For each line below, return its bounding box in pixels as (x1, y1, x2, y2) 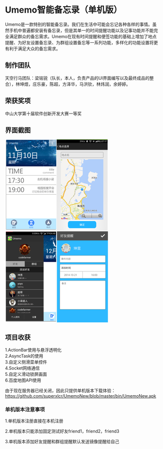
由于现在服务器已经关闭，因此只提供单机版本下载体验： (5, 388, 115, 394)
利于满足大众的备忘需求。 (9, 46, 61, 51)
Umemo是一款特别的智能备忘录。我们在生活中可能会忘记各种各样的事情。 (5, 21, 153, 27)
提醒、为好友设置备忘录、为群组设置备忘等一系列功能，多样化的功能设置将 (5, 39, 154, 45)
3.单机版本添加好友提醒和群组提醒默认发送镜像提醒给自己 (5, 439, 120, 445)
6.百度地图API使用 (5, 377, 41, 383)
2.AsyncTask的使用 (5, 353, 44, 359)
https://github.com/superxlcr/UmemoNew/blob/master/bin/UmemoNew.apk (5, 393, 156, 399)
